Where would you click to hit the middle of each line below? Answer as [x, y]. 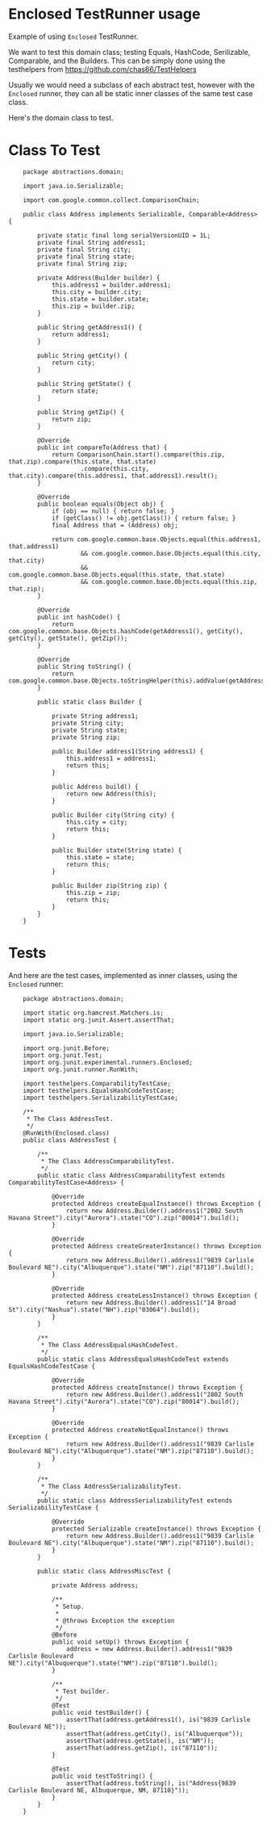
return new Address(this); [111, 794]
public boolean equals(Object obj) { [100, 504]
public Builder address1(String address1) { [127, 751]
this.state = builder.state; [100, 299]
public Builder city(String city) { [113, 815]
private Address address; [95, 1585]
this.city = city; [97, 822]
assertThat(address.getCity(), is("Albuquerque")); [154, 1733]
